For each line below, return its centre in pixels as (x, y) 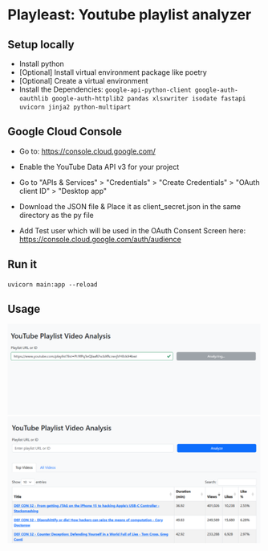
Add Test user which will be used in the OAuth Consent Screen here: (132, 230)
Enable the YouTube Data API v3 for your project (99, 167)
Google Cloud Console (65, 132)
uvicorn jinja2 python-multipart (75, 107)
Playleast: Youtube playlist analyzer (130, 15)
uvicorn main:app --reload (53, 284)
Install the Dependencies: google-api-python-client (105, 89)
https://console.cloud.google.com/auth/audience (100, 239)
